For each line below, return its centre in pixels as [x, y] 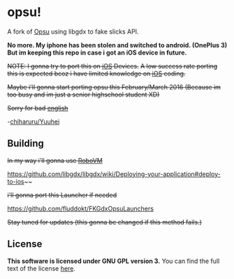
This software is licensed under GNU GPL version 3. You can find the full [114, 261]
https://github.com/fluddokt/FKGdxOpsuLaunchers [80, 208]
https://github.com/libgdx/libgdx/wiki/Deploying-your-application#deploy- [114, 174]
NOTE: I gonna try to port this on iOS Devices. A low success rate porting [112, 66]
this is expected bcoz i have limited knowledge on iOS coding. [96, 73]
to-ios [16, 181]
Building [25, 144]
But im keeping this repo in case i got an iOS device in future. [97, 52]
